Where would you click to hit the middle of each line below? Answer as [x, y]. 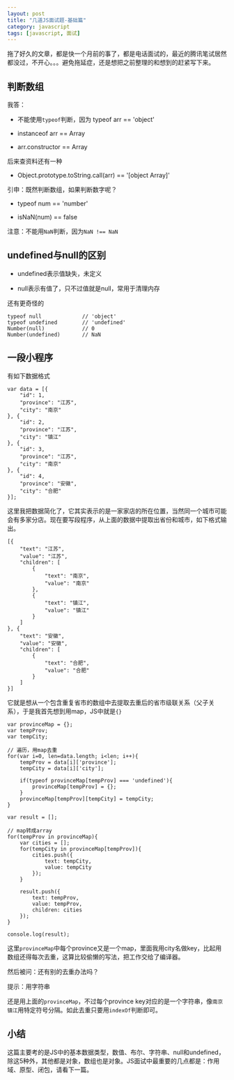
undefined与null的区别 [57, 255]
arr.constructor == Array [53, 147]
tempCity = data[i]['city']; [62, 768]
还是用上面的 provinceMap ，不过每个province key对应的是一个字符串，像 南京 [115, 1001]
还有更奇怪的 [25, 303]
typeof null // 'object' [62, 316]
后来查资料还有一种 [35, 162]
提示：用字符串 [29, 986]
